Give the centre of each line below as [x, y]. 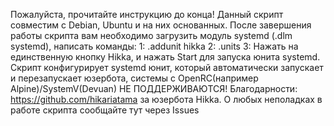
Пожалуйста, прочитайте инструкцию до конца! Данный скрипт [147, 14]
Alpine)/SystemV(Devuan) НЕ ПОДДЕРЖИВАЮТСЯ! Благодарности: [154, 88]
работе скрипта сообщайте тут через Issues [105, 110]
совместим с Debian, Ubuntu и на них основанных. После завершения [161, 25]
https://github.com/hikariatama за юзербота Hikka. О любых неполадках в [166, 99]
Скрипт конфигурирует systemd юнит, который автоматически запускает [167, 67]
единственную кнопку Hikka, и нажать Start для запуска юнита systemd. [165, 57]
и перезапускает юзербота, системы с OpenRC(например [134, 78]
